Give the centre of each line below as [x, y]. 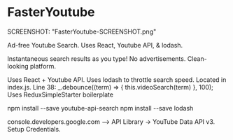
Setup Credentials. [34, 129]
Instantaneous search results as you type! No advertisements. [97, 58]
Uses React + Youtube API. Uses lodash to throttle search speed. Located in [117, 79]
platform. [43, 66]
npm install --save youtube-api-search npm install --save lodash [100, 108]
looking [18, 66]
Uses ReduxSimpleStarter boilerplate [61, 94]
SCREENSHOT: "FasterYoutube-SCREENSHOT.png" [82, 31]
